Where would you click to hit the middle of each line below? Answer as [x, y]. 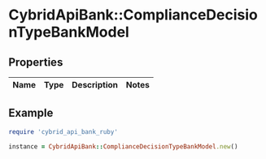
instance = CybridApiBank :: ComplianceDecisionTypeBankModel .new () [123, 146]
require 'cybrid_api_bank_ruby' [63, 131]
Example [31, 113]
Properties [36, 62]
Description [95, 85]
